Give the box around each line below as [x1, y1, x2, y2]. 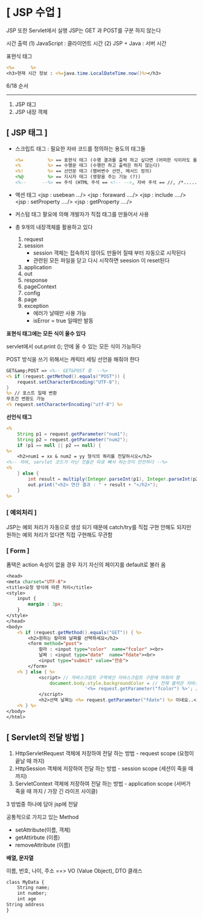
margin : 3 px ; [28, 601, 63, 607]
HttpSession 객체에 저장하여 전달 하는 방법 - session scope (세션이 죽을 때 [14, 764, 193, 772]
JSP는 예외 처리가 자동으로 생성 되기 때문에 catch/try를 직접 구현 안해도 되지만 [6, 523, 192, 530]
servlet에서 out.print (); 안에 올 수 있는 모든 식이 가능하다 [6, 343, 141, 350]
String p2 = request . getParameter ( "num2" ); [17, 436, 129, 443]
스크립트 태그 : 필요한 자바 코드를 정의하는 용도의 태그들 [14, 145, 146, 152]
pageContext [24, 282, 57, 290]
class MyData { [6, 879, 45, 885]
